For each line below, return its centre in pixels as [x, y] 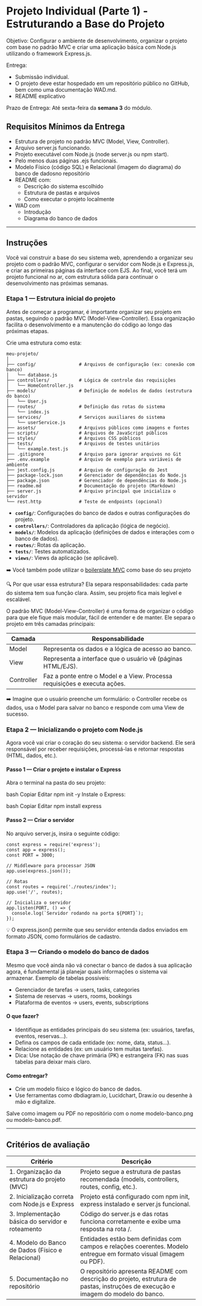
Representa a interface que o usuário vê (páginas [113, 658]
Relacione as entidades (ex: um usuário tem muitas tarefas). [89, 1049]
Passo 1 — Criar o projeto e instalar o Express [64, 769]
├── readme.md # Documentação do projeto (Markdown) [91, 486]
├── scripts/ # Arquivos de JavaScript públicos [87, 433]
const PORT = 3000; [31, 855]
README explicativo [40, 96]
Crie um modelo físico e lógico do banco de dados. [78, 1089]
